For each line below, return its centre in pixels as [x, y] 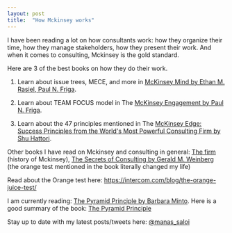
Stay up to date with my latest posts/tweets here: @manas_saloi [98, 222]
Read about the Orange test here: [55, 180]
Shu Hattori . [34, 138]
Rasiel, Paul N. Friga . [47, 89]
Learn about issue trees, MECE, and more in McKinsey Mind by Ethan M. [121, 81]
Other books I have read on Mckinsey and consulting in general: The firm [112, 152]
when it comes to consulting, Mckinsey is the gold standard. [93, 55]
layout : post [26, 14]
